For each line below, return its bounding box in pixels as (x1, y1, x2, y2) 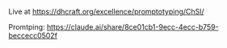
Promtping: (8, 22, 46, 31)
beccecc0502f (8, 31, 58, 40)
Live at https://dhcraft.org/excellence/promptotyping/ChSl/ (8, 7, 204, 16)
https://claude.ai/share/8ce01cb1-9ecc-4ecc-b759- (47, 22, 220, 31)
